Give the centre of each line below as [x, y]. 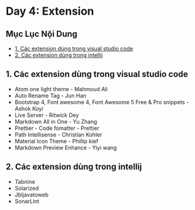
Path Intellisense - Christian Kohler [58, 134]
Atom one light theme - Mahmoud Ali [61, 89]
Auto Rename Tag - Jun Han [50, 96]
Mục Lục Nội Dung [42, 34]
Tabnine [25, 181]
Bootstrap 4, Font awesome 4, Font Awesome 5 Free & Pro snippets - [102, 102]
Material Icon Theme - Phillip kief [56, 141]
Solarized [27, 188]
